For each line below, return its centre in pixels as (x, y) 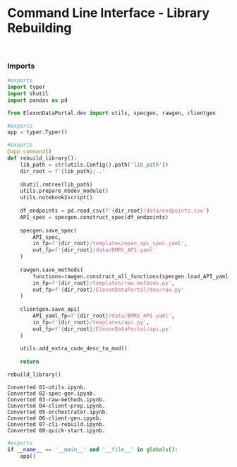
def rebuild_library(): (42, 158)
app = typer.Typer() (38, 132)
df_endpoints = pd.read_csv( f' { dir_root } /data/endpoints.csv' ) (115, 211)
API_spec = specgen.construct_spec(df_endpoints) (95, 217)
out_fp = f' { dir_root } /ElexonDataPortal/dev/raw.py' (109, 290)
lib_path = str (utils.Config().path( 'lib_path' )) (95, 165)
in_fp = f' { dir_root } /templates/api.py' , (91, 322)
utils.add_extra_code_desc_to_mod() (74, 349)
